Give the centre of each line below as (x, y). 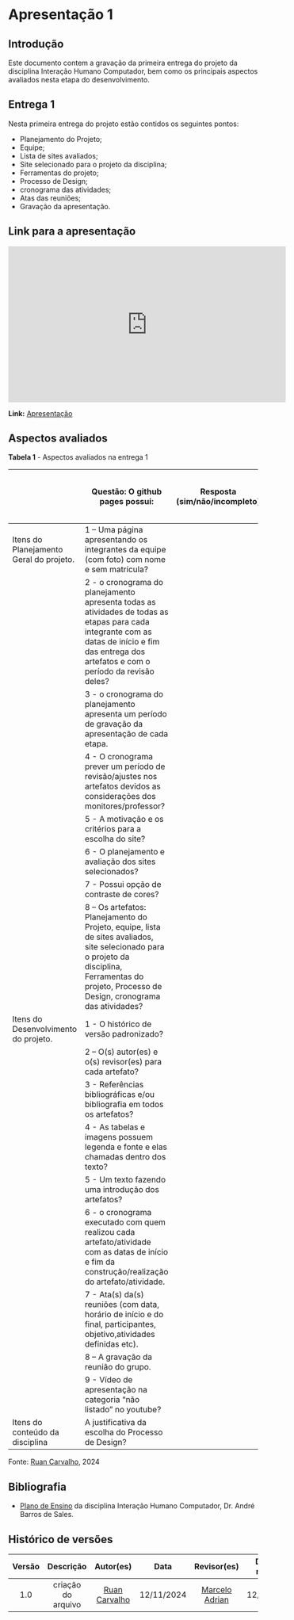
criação (67, 1585)
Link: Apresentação (40, 413)
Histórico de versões (61, 1539)
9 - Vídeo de (109, 1380)
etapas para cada (117, 622)
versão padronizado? (124, 1034)
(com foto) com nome (125, 560)
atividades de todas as (126, 612)
